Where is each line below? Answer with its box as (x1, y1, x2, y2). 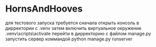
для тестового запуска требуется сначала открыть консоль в (5, 20, 139, 26)
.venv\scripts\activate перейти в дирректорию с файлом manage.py (5, 30, 151, 36)
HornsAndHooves (5, 3, 83, 15)
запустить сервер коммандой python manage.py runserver (5, 36, 133, 42)
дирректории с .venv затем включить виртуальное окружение (5, 25, 142, 31)
